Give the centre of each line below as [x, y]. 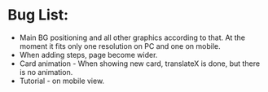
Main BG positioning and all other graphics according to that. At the [132, 37]
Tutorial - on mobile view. [62, 81]
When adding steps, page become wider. [88, 55]
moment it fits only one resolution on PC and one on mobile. [120, 46]
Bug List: [38, 15]
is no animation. [46, 72]
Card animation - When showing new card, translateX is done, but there [140, 64]
